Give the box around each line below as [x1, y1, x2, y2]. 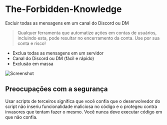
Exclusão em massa [12, 60, 53, 66]
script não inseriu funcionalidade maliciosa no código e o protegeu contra [5, 103, 157, 109]
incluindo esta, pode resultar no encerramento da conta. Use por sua [17, 35, 160, 41]
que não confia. [5, 114, 37, 120]
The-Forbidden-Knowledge [5, 3, 122, 15]
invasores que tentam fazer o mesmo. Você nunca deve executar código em [5, 108, 162, 114]
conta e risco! [17, 40, 46, 46]
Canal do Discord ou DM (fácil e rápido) [12, 55, 94, 61]
